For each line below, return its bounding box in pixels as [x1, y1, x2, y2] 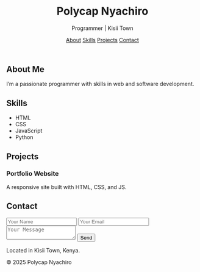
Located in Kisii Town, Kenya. [6, 246, 80, 254]
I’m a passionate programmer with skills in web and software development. [6, 81, 195, 88]
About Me [6, 64, 45, 74]
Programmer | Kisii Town [71, 24, 134, 32]
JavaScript [15, 127, 43, 135]
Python [15, 134, 34, 141]
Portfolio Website [6, 170, 59, 178]
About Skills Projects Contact [66, 36, 139, 43]
